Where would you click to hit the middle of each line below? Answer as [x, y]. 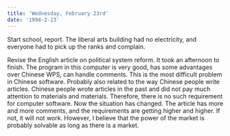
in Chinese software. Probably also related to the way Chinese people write [114, 81]
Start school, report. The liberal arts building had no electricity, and [102, 39]
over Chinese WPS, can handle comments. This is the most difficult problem [115, 74]
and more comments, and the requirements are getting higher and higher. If [114, 111]
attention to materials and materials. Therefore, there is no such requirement [115, 96]
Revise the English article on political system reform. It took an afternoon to [113, 59]
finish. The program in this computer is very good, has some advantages [110, 67]
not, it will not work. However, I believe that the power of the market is [106, 118]
